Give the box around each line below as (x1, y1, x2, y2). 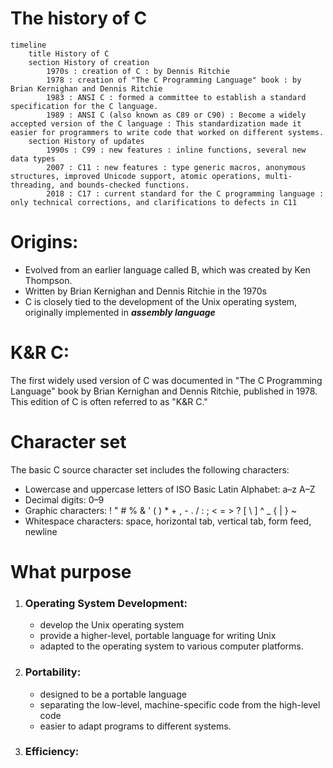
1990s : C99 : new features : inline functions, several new (46, 145, 307, 155)
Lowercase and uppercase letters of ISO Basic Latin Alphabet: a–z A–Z (24, 483, 316, 495)
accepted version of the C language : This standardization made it (10, 118, 302, 129)
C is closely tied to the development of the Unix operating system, (24, 295, 298, 307)
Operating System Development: (24, 596, 188, 610)
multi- (265, 171, 293, 181)
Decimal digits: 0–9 (24, 493, 105, 506)
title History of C (28, 48, 110, 59)
